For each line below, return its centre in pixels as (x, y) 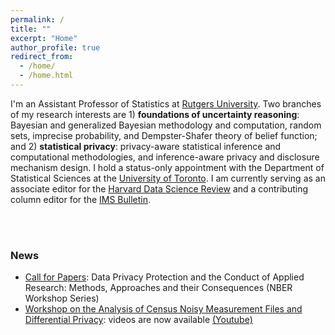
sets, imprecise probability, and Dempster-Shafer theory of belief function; (164, 135)
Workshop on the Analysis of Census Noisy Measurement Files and (163, 309)
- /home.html (46, 76)
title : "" (31, 29)
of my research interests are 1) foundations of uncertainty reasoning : (155, 114)
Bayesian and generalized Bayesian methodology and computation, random (166, 125)
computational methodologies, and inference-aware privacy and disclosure (165, 157)
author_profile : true (55, 47)
